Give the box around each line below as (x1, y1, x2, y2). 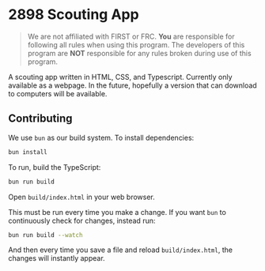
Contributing (8, 112, 73, 126)
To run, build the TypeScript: (8, 162, 101, 171)
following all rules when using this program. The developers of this (27, 40, 245, 49)
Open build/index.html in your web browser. (8, 192, 156, 201)
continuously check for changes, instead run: (8, 216, 156, 225)
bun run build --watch (8, 231, 83, 239)
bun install (8, 148, 47, 156)
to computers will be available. (8, 88, 108, 98)
